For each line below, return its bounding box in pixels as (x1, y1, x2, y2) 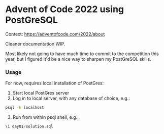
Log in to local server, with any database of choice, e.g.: (12, 95, 130, 102)
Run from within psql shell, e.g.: (12, 114, 79, 120)
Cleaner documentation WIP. (5, 40, 65, 47)
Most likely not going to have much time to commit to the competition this (5, 51, 159, 57)
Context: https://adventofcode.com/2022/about (5, 31, 105, 37)
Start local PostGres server (12, 90, 70, 96)
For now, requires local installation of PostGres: (5, 80, 104, 86)
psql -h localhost (5, 105, 44, 110)
